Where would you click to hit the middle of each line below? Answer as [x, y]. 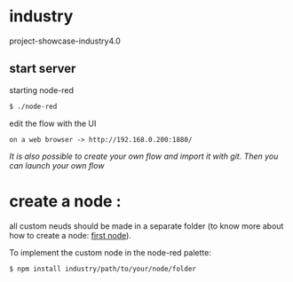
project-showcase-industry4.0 [65, 41]
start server [43, 69]
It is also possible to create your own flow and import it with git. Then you [144, 156]
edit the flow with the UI [53, 123]
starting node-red [41, 90]
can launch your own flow [57, 165]
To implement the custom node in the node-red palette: [110, 252]
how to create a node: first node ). [70, 235]
